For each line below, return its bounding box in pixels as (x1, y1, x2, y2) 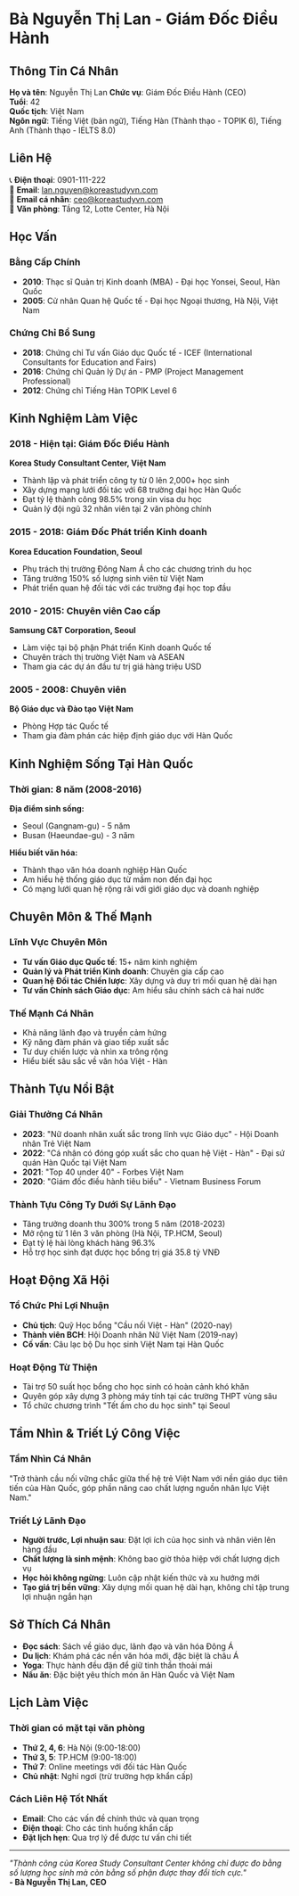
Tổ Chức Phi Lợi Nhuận (9, 1299, 109, 1312)
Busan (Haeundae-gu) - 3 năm (21, 830, 135, 841)
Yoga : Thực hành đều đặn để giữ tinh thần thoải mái (21, 1660, 213, 1670)
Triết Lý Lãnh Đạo (9, 1514, 86, 1527)
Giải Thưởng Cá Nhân (9, 1109, 103, 1121)
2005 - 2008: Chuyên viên (9, 683, 127, 696)
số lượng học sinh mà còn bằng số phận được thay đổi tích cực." (9, 1867, 247, 1877)
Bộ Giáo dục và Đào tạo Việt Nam (9, 704, 133, 714)
